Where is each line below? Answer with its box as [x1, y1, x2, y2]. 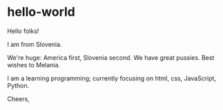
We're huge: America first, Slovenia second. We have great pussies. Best [7, 53, 215, 62]
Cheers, [7, 94, 30, 103]
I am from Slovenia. [7, 40, 62, 48]
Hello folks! [7, 27, 39, 35]
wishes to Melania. [7, 60, 61, 69]
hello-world [7, 4, 76, 20]
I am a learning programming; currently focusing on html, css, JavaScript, [7, 74, 216, 82]
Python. [7, 81, 30, 89]
